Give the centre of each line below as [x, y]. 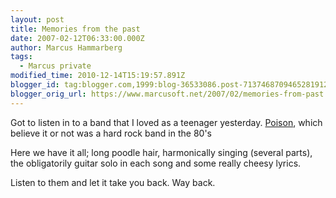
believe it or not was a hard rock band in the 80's [111, 133]
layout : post [37, 19]
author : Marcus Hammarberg [66, 47]
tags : [21, 57]
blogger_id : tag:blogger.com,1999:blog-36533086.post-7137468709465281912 [169, 85]
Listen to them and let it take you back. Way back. [113, 182]
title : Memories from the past [75, 29]
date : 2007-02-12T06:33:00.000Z [77, 38]
